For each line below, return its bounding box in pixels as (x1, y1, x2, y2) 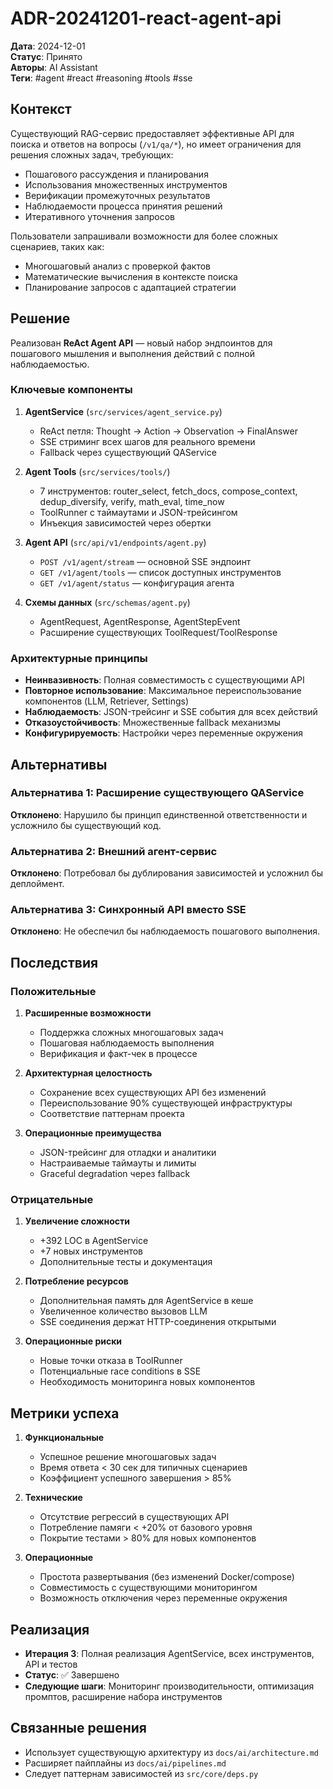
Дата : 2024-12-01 (10, 40, 86, 52)
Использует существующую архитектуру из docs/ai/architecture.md (24, 1746, 319, 1758)
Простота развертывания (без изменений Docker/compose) (39, 1571, 295, 1583)
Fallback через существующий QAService (39, 446, 217, 458)
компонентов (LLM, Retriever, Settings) (24, 695, 189, 707)
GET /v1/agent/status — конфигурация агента (39, 577, 235, 589)
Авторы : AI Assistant (10, 61, 98, 73)
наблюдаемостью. (10, 358, 90, 370)
